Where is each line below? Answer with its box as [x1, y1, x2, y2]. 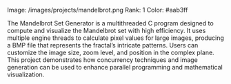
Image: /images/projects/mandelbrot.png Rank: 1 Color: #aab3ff [7, 6, 188, 14]
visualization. [7, 70, 45, 78]
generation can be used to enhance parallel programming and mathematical [7, 63, 223, 71]
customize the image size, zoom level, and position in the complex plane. [7, 48, 215, 56]
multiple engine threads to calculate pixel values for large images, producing [7, 34, 224, 42]
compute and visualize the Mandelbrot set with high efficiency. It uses [7, 27, 206, 34]
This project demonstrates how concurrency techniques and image [7, 56, 198, 64]
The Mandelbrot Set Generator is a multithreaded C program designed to [7, 19, 214, 27]
